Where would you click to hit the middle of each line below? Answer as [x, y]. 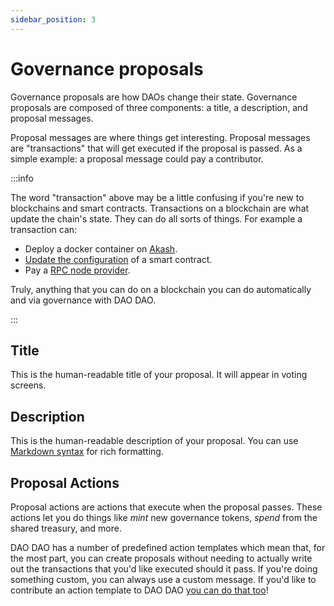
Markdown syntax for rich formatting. [87, 452]
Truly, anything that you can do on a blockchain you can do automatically [161, 289]
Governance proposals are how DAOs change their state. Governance [154, 97]
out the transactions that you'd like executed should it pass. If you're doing [164, 569]
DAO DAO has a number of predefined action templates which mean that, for [168, 547]
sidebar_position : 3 [53, 19]
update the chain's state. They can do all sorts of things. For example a [156, 218]
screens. [28, 385]
